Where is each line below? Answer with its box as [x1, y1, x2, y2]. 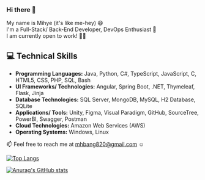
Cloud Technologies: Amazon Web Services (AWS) [15, 122, 146, 129]
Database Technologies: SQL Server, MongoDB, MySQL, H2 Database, [15, 96, 196, 103]
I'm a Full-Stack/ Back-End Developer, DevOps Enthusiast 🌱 [6, 26, 157, 33]
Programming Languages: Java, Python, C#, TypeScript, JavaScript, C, [15, 70, 197, 77]
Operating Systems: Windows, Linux [15, 128, 109, 136]
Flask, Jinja [15, 90, 44, 97]
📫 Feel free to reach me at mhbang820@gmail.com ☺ [6, 140, 144, 148]
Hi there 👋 [6, 5, 37, 14]
